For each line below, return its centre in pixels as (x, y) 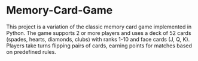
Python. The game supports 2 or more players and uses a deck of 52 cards (99, 33)
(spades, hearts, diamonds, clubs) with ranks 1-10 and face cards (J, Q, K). (98, 39)
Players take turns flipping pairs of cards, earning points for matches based (99, 46)
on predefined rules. (31, 52)
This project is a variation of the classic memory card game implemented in (99, 27)
